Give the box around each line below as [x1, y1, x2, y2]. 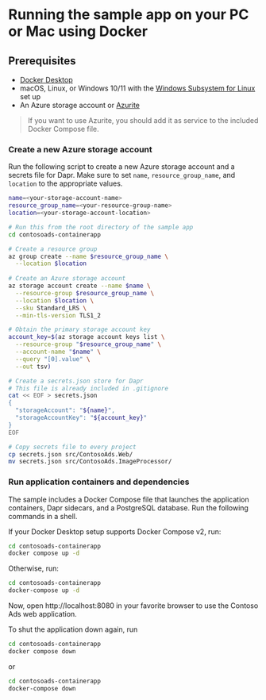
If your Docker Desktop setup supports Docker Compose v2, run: [8, 526, 222, 537]
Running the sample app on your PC [8, 6, 249, 24]
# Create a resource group [8, 244, 98, 253]
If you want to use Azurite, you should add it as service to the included [27, 116, 259, 125]
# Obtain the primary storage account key [8, 325, 151, 334]
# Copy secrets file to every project [8, 443, 137, 451]
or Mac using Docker [8, 22, 148, 40]
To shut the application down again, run [8, 625, 138, 634]
